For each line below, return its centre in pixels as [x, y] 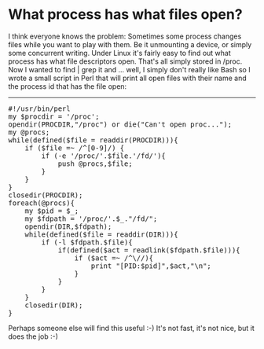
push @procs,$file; [95, 163]
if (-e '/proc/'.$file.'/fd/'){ [104, 156]
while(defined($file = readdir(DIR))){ [101, 234]
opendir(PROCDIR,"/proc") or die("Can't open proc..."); [120, 124]
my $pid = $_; [52, 211]
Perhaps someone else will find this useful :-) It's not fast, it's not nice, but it [132, 328]
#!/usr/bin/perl [39, 108]
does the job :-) [33, 336]
